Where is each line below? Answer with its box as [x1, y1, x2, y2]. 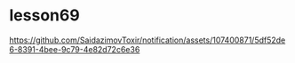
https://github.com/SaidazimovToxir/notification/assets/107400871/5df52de [9, 35, 286, 45]
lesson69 [9, 5, 80, 26]
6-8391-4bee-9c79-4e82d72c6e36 [9, 43, 140, 54]
